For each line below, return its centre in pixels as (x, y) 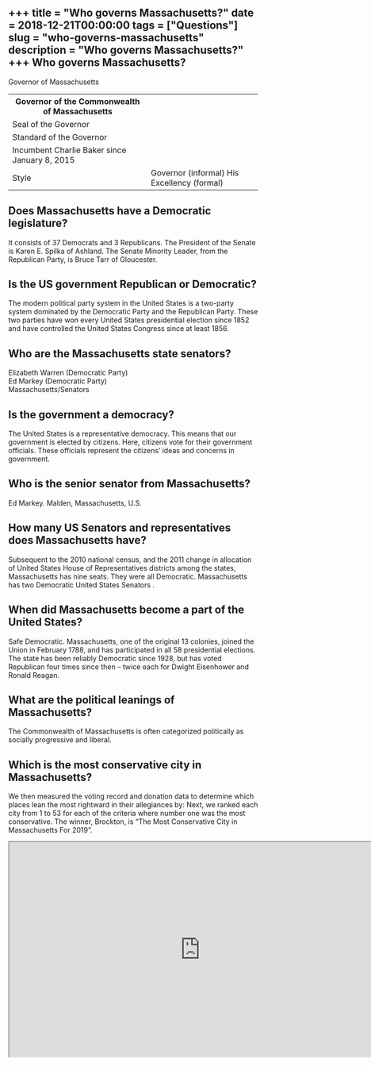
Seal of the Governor (51, 124)
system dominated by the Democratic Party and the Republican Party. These (133, 312)
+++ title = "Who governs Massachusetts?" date (131, 13)
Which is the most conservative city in (105, 765)
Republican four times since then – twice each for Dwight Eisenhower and (129, 667)
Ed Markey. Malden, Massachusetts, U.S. (75, 502)
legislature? (38, 223)
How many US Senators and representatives (120, 528)
